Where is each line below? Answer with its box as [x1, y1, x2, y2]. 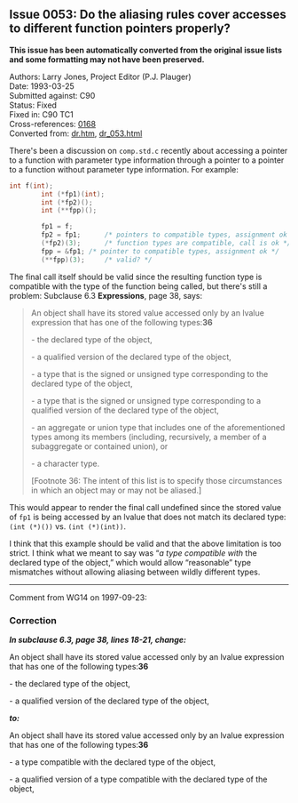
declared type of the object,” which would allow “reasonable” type [9, 557, 251, 567]
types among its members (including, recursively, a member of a [30, 431, 268, 442]
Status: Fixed [9, 100, 58, 110]
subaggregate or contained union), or [30, 440, 169, 452]
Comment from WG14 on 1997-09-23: [9, 591, 148, 603]
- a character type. [30, 458, 100, 469]
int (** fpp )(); [41, 206, 98, 215]
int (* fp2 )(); [41, 197, 93, 207]
